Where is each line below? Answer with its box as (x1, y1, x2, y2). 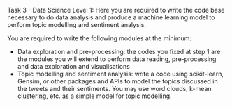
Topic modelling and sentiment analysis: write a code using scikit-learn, (17, 69, 224, 78)
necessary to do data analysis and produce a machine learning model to (7, 13, 215, 22)
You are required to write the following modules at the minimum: (7, 34, 192, 42)
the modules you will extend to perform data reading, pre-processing (17, 55, 217, 63)
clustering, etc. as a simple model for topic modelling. (17, 92, 173, 100)
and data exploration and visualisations (17, 63, 131, 70)
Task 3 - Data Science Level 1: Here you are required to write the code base (7, 6, 225, 14)
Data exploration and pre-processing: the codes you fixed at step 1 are (17, 48, 221, 56)
